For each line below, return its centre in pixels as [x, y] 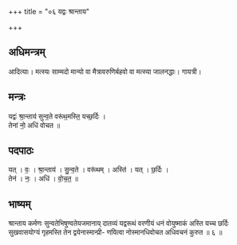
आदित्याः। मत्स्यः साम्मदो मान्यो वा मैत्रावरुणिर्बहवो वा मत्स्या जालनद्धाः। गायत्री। [105, 72]
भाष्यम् [20, 204]
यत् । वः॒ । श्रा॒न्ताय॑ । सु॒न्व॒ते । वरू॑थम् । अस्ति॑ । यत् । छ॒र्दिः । [89, 169]
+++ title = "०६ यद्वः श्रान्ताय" [49, 12]
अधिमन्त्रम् [27, 52]
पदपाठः [21, 151]
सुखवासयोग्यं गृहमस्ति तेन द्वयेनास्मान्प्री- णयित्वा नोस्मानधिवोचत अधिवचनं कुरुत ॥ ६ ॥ [115, 232]
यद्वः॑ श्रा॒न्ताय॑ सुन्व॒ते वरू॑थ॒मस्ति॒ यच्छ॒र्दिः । [57, 116]
